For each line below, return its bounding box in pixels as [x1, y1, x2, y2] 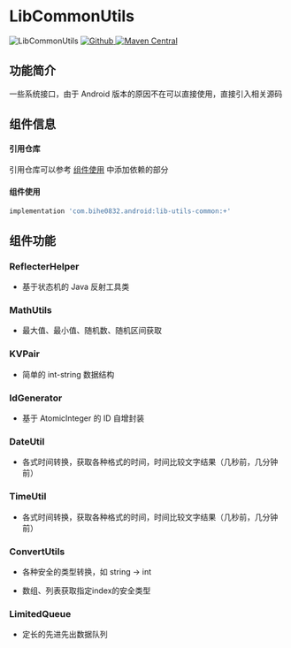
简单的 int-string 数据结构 [21, 369, 115, 379]
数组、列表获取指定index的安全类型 [21, 585, 151, 596]
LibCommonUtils [9, 6, 135, 27]
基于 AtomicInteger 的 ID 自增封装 [21, 413, 144, 423]
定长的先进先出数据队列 [21, 629, 108, 640]
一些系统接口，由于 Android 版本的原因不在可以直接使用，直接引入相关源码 [9, 88, 283, 99]
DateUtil [9, 435, 45, 447]
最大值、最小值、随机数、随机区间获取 [21, 325, 162, 336]
